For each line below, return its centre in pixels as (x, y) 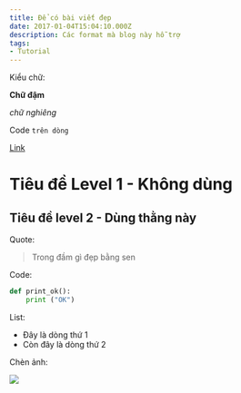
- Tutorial (30, 52)
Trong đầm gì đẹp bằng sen (84, 257)
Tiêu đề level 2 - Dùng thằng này (103, 217)
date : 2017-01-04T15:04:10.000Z (70, 26)
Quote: (22, 240)
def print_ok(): (40, 291)
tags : (20, 43)
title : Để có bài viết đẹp (60, 18)
